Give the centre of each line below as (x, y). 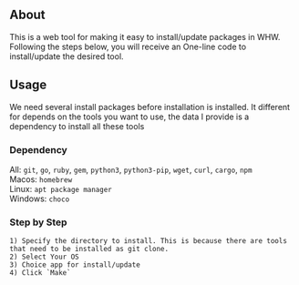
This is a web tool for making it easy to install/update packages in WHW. (145, 36)
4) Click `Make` (40, 273)
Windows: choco (40, 198)
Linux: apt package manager (61, 188)
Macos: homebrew (41, 179)
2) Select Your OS (44, 257)
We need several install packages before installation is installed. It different (149, 107)
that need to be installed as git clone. (89, 249)
